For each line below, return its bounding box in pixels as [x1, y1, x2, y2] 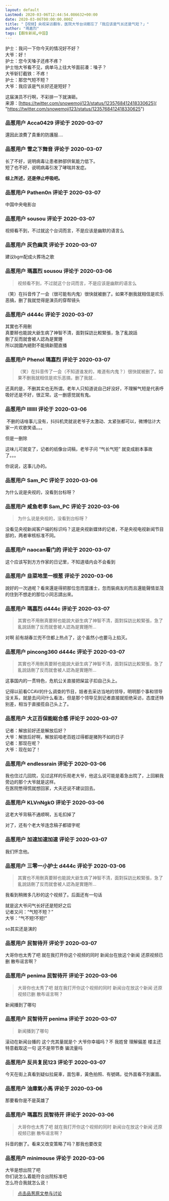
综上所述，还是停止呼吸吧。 [5, 175, 63, 181]
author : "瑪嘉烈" [5, 26, 39, 31]
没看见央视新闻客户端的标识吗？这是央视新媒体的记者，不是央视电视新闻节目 [5, 526, 164, 532]
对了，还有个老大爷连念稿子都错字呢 [5, 822, 80, 828]
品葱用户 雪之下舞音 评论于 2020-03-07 [5, 146, 102, 153]
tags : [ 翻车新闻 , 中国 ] [5, 31, 48, 36]
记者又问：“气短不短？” [5, 908, 54, 914]
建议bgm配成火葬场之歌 [5, 254, 54, 260]
